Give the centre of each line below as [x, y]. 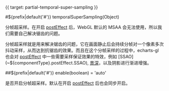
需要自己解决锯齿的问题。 [36, 33]
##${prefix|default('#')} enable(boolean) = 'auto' [56, 73]
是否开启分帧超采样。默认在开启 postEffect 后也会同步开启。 [68, 83]
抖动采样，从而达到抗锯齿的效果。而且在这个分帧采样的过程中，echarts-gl [82, 50]
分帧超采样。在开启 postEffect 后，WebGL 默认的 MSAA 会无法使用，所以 [81, 27]
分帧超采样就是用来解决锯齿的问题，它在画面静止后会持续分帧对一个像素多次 [84, 44]
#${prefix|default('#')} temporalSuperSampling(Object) [62, 17]
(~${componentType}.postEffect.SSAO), [47, 63]
